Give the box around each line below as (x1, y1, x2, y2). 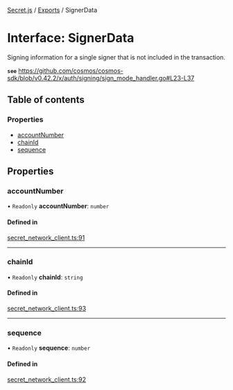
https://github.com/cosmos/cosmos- (18, 66, 123, 75)
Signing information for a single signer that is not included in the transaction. (7, 53, 225, 61)
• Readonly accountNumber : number (7, 202, 110, 210)
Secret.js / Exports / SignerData (7, 6, 98, 14)
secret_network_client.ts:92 (7, 375, 87, 384)
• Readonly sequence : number (7, 344, 91, 353)
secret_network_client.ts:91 (7, 233, 85, 241)
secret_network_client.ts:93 (7, 305, 87, 313)
